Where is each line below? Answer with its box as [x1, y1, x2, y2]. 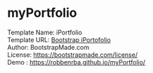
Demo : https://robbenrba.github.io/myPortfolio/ [7, 58, 146, 66]
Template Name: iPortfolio [7, 28, 83, 36]
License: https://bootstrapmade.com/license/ [7, 51, 138, 59]
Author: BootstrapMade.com [7, 43, 90, 51]
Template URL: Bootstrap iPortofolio [7, 35, 111, 44]
